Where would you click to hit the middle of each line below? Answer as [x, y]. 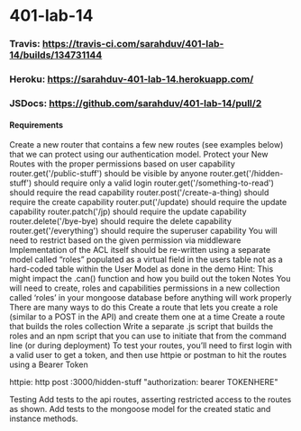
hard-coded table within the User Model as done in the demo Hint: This [141, 269]
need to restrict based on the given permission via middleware [125, 240]
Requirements [36, 125]
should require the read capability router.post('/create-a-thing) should [139, 193]
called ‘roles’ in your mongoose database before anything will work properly [150, 298]
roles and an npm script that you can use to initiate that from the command [148, 336]
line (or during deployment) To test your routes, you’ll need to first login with [151, 346]
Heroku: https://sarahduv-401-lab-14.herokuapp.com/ [132, 79]
